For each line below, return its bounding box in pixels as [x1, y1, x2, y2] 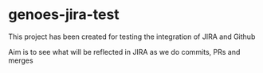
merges [8, 56, 33, 65]
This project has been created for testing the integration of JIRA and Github [8, 32, 256, 41]
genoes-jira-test [8, 6, 120, 24]
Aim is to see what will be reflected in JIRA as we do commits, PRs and [8, 47, 241, 56]
